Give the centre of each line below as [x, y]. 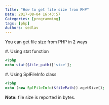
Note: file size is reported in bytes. [40, 97]
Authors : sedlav [22, 28]
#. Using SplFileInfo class [31, 74]
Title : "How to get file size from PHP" [47, 10]
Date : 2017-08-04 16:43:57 [33, 14]
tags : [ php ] [17, 23]
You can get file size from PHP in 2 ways [46, 42]
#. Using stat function [27, 52]
